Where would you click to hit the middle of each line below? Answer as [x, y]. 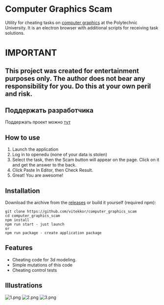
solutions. [15, 33]
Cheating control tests [35, 270]
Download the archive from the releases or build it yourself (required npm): [81, 202]
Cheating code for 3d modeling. [44, 259]
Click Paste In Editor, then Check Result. [53, 170]
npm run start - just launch [35, 224]
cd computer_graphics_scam [33, 216]
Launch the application [35, 149]
